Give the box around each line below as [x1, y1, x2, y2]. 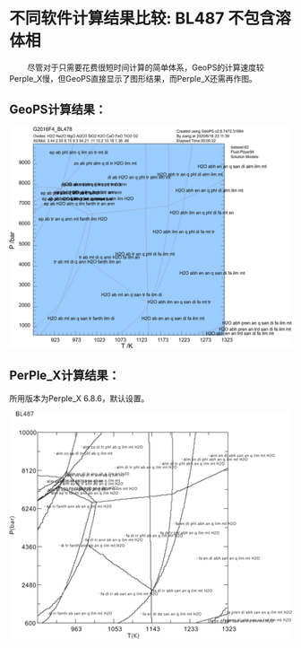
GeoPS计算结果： [9, 102, 107, 118]
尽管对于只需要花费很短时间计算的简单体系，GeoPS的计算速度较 [26, 62, 264, 73]
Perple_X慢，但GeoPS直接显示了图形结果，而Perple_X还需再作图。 [9, 73, 258, 83]
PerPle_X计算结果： [9, 367, 121, 382]
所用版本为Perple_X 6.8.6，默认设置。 [9, 393, 150, 404]
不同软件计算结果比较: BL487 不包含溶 [9, 8, 291, 29]
